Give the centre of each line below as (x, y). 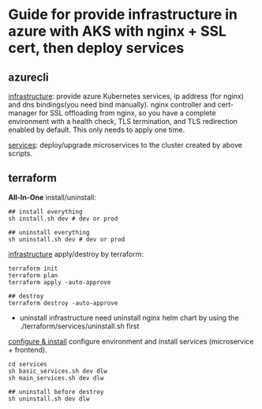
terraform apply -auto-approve (60, 282)
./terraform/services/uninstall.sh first (79, 326)
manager (23, 113)
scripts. (21, 153)
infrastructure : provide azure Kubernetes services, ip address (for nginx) (126, 96)
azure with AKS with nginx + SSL (118, 31)
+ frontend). (28, 350)
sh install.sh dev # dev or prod (63, 219)
